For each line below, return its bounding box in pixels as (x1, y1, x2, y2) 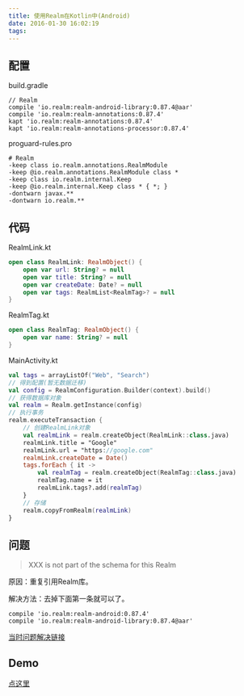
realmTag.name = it (37, 476, 103, 484)
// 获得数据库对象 (8, 393, 62, 402)
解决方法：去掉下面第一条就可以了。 (8, 594, 129, 604)
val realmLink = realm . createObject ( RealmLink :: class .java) (23, 431, 229, 439)
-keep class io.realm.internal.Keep (8, 175, 132, 184)
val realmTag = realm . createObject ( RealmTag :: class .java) (37, 469, 237, 477)
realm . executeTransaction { (8, 417, 103, 425)
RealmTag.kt (8, 310, 50, 320)
